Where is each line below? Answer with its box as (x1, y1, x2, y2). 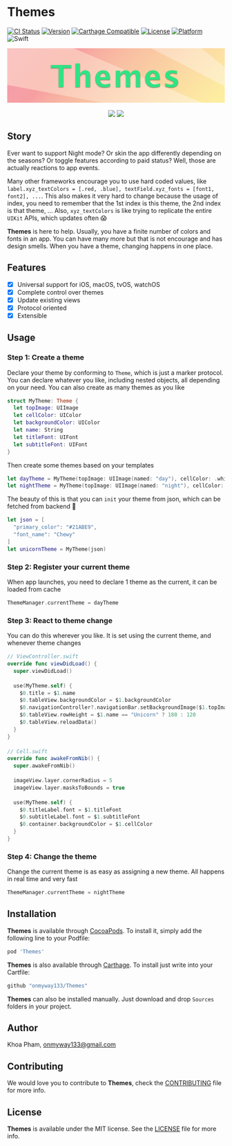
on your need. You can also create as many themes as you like (7, 383, 185, 391)
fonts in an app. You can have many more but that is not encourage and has (7, 234, 223, 243)
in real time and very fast (7, 875, 78, 883)
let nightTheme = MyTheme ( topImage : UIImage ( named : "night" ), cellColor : (7, 482, 224, 490)
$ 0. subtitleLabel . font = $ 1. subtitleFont (19, 813, 140, 820)
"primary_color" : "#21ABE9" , (13, 524, 97, 531)
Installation (7, 908, 57, 920)
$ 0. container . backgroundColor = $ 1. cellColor (19, 821, 153, 828)
